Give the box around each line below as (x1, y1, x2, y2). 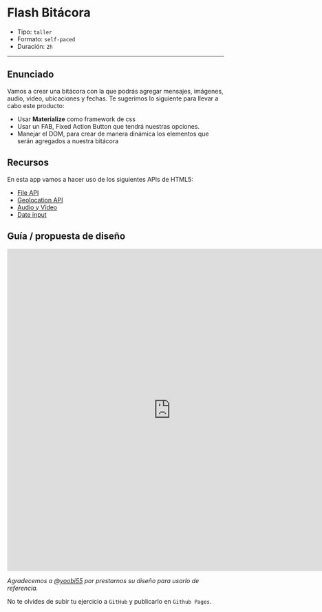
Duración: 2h (17, 42, 53, 50)
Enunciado (7, 69, 54, 81)
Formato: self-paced (17, 34, 76, 43)
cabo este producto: (7, 101, 65, 109)
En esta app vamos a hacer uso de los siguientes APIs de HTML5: (7, 175, 194, 183)
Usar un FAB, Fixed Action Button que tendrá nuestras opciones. (17, 122, 200, 130)
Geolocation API (17, 196, 63, 204)
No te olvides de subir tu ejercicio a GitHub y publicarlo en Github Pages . (7, 598, 212, 606)
